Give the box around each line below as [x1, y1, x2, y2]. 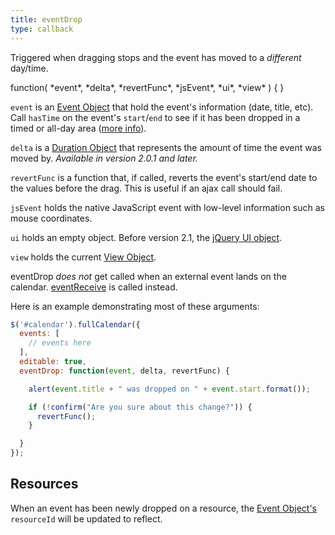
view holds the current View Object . [10, 251, 157, 263]
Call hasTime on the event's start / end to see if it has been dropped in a [10, 111, 301, 123]
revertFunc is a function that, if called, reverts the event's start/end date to [10, 171, 318, 183]
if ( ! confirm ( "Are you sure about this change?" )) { [28, 402, 253, 412]
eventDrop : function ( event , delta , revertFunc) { [19, 366, 230, 376]
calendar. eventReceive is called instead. [10, 281, 178, 293]
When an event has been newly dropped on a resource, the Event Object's [10, 502, 318, 514]
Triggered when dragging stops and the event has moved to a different [10, 51, 302, 63]
